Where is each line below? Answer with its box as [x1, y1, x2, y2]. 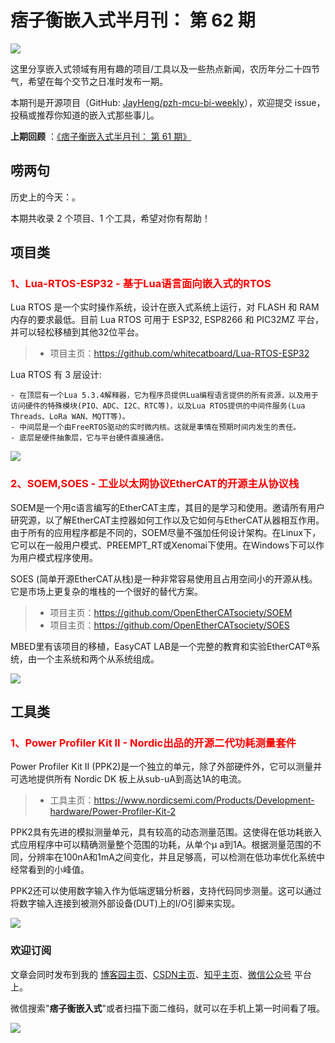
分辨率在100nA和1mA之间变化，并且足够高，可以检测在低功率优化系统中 [27, 851, 325, 863]
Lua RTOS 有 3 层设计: [10, 369, 102, 381]
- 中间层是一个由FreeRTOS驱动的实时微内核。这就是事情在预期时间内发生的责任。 [10, 422, 301, 433]
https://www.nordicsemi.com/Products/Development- [93, 794, 315, 806]
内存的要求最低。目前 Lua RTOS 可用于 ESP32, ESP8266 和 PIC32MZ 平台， [10, 314, 324, 326]
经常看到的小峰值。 [10, 864, 90, 876]
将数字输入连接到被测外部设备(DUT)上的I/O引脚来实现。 [10, 897, 241, 910]
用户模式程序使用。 [18, 551, 98, 563]
